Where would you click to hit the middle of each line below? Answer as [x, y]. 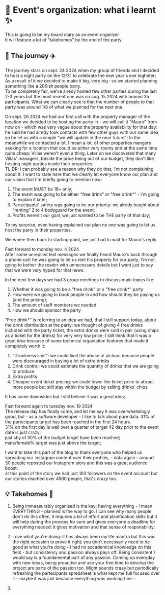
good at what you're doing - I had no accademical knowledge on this [82, 547]
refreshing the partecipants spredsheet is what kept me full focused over [86, 573]
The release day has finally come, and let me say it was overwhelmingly [78, 411]
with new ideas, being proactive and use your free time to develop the [83, 562]
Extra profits [25, 376]
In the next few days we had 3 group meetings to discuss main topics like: [80, 279]
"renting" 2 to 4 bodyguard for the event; [54, 210]
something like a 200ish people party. [43, 86]
